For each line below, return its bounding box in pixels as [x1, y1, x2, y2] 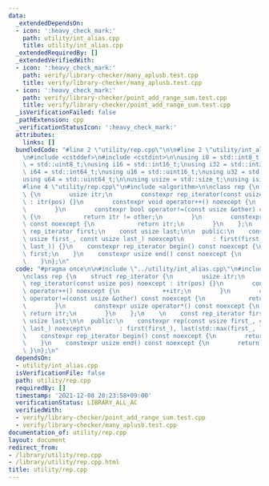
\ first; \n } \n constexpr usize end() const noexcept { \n [22, 250, 242, 258]
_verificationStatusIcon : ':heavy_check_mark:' [15, 123, 178, 131]
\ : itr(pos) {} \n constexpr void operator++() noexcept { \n [22, 198, 256, 206]
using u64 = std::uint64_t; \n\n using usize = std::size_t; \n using [22, 175, 249, 184]
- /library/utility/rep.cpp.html [8, 458, 120, 467]
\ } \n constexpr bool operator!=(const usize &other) [22, 205, 256, 213]
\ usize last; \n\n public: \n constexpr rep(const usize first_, [22, 317, 256, 325]
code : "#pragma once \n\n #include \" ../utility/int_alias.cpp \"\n [15, 265, 239, 273]
